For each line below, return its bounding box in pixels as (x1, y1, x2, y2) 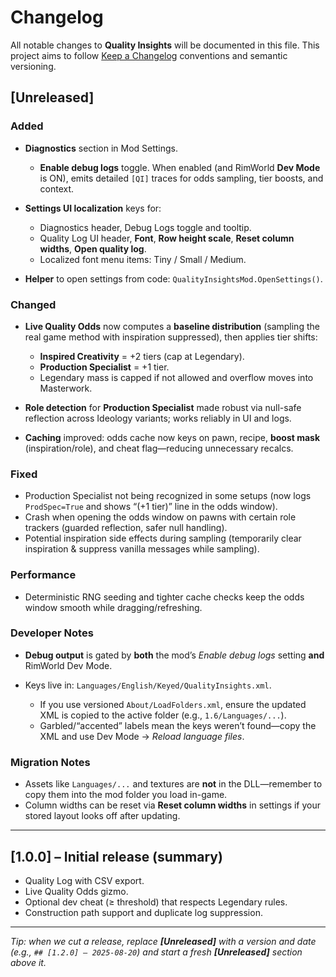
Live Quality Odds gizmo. (24, 885, 129, 897)
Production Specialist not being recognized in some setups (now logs (24, 490, 312, 502)
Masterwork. (39, 382, 93, 394)
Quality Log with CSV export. (24, 874, 145, 886)
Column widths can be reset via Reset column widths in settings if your (24, 799, 322, 811)
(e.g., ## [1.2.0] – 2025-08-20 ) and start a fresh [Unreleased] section (10, 946, 303, 958)
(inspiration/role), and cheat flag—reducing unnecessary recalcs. (24, 442, 294, 454)
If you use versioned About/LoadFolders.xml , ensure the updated (39, 698, 307, 710)
